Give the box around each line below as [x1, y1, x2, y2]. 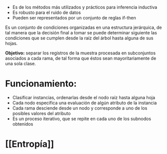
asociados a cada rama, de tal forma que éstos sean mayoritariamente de [5, 55, 157, 61]
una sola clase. [5, 61, 36, 66]
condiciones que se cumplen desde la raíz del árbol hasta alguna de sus [5, 35, 154, 41]
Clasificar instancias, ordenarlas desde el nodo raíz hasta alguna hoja [12, 94, 156, 100]
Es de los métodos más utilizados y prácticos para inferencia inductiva [12, 4, 158, 10]
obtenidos [12, 121, 33, 127]
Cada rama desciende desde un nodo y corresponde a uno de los [12, 105, 148, 111]
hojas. [5, 40, 18, 46]
